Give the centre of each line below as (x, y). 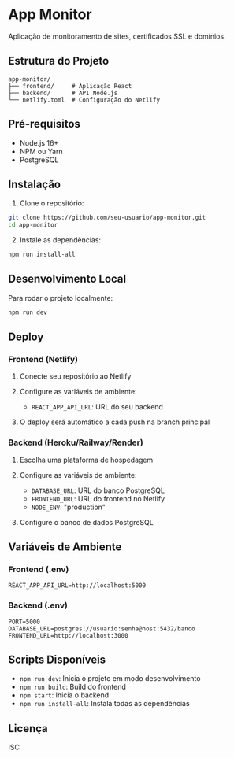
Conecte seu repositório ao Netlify (75, 376)
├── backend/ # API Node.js (63, 93)
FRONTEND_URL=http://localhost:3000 (68, 635)
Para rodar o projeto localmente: (61, 298)
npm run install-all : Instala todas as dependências (105, 704)
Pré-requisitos (45, 124)
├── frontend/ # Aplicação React (70, 86)
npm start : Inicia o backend (64, 695)
